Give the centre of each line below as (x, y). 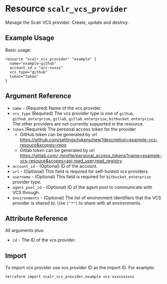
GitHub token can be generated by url (58, 134)
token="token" (24, 76)
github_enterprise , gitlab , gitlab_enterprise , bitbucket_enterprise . (83, 118)
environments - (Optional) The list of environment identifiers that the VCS (87, 198)
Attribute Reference (37, 218)
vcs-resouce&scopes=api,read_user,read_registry (71, 161)
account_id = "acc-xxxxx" (37, 68)
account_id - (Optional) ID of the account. (55, 166)
